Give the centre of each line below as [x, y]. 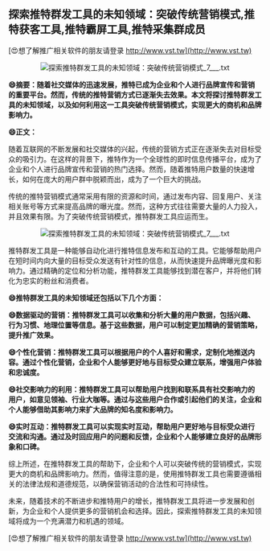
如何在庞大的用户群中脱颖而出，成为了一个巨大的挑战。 [114, 179]
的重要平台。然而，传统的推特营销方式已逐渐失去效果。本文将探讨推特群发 [131, 94]
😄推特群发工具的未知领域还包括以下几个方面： [86, 298]
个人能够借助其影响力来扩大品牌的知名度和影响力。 [93, 409]
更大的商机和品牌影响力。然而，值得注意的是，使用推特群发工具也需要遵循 [131, 474]
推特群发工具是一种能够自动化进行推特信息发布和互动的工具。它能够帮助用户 [135, 250]
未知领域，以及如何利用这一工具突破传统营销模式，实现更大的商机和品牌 [142, 105]
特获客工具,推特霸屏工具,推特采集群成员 [107, 29]
